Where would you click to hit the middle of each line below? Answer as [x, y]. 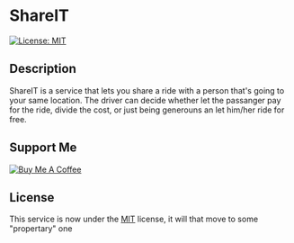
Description [43, 69]
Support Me [43, 148]
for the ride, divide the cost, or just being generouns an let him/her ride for [147, 110]
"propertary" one [41, 229]
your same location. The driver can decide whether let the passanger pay [145, 100]
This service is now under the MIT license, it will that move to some [134, 219]
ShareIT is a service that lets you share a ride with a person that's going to [147, 90]
